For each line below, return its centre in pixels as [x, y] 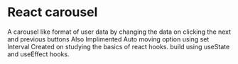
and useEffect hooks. [38, 54]
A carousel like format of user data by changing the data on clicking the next [119, 32]
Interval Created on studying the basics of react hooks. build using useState [119, 46]
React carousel [53, 12]
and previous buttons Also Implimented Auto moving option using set [108, 39]
